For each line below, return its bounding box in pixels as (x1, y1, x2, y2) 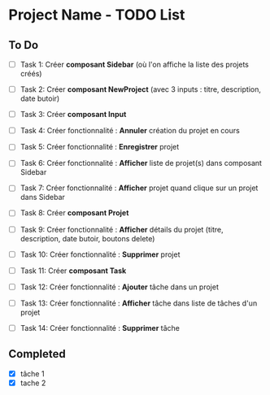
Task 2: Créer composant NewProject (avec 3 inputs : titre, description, (20, 85, 262, 94)
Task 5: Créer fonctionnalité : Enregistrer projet (20, 142, 180, 152)
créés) (20, 69, 42, 79)
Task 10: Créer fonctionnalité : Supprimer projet (20, 250, 181, 259)
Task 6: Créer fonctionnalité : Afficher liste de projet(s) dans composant (20, 158, 263, 168)
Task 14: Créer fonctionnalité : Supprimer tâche (20, 323, 181, 332)
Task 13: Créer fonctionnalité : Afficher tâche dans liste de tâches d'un (20, 298, 258, 308)
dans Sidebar (20, 193, 65, 202)
